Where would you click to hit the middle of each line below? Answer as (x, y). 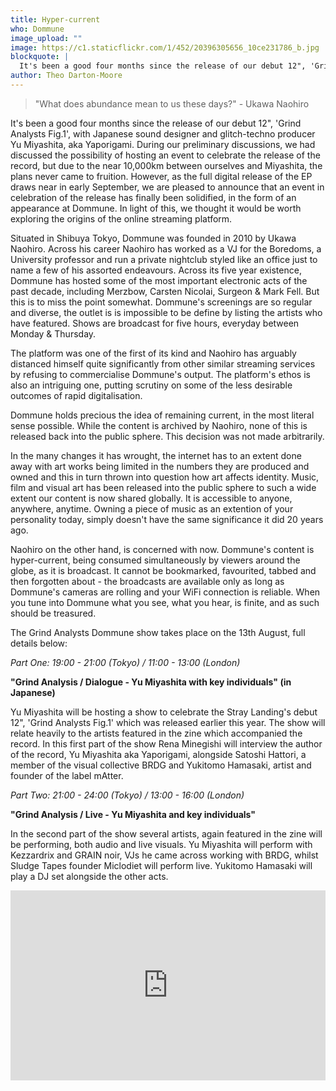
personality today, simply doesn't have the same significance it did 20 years (167, 519)
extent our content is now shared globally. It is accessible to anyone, (151, 498)
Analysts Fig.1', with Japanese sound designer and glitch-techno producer (163, 133)
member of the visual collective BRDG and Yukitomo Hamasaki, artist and (161, 765)
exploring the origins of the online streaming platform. (121, 218)
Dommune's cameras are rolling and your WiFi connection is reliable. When (165, 592)
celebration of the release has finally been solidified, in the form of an (153, 197)
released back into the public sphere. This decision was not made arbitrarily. (167, 436)
